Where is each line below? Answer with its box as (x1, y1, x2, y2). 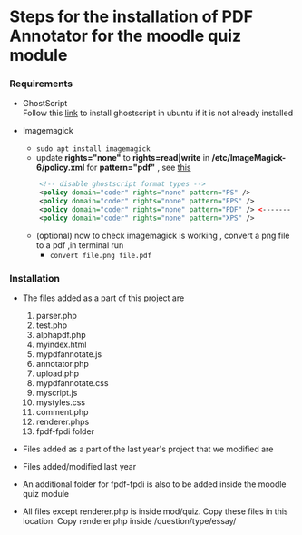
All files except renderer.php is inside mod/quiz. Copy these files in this (22, 506, 288, 517)
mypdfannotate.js (35, 349, 102, 360)
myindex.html (35, 339, 87, 351)
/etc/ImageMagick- (211, 153, 287, 163)
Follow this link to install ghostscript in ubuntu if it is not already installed (22, 107, 293, 119)
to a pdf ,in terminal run (35, 239, 124, 251)
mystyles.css (35, 397, 86, 408)
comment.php (35, 407, 89, 418)
